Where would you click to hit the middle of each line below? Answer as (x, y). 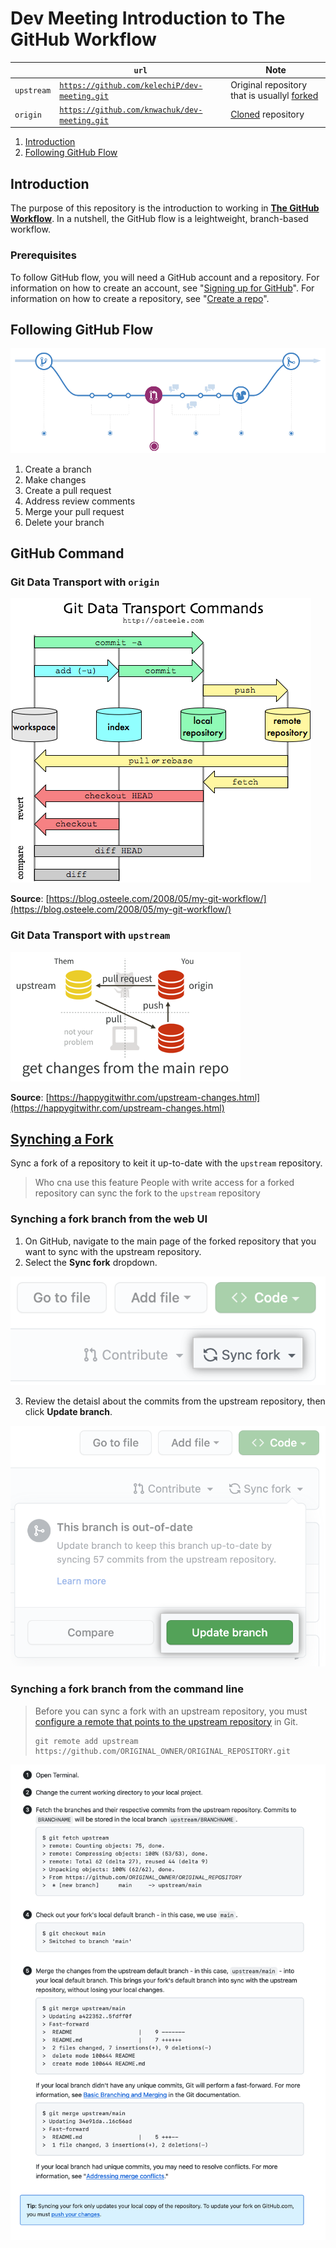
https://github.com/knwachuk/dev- (131, 110)
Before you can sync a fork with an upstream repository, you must (171, 1711)
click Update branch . (68, 1411)
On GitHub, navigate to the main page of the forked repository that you (170, 1241)
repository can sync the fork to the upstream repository (147, 1193)
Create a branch (58, 469)
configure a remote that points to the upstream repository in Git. (166, 1721)
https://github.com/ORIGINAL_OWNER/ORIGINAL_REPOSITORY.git (162, 1751)
